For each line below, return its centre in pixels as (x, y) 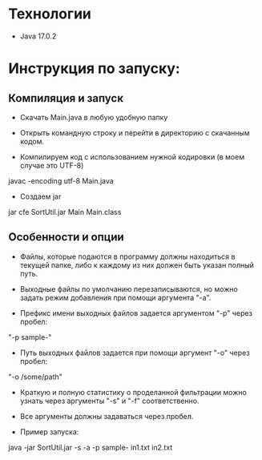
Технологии (50, 14)
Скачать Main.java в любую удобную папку (94, 117)
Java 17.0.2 (38, 36)
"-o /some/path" (35, 377)
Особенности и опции (66, 237)
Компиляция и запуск (66, 98)
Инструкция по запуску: (94, 69)
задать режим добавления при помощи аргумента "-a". (115, 297)
